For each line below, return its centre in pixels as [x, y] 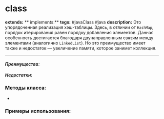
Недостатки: [19, 75]
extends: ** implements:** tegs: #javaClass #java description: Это [73, 22]
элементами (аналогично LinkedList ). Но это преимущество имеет [75, 43]
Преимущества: [22, 64]
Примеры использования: [38, 111]
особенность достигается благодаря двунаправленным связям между [79, 38]
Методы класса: [26, 88]
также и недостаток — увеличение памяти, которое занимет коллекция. [81, 48]
